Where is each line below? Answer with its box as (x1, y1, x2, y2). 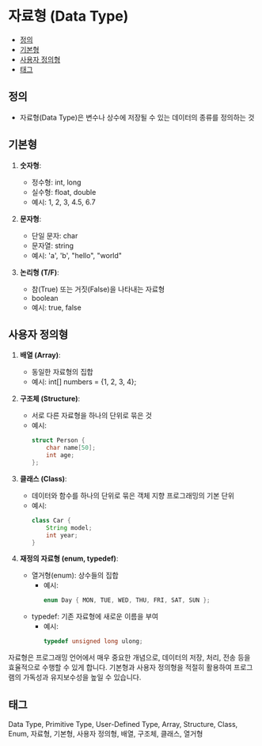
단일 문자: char (31, 230, 78, 240)
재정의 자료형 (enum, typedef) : (19, 554, 119, 563)
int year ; (46, 531, 78, 539)
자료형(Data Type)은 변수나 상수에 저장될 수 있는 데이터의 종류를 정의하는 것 (19, 112, 255, 122)
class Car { (31, 516, 71, 524)
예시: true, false (31, 303, 82, 312)
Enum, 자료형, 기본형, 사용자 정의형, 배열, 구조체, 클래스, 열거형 (8, 729, 203, 738)
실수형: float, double (31, 187, 97, 196)
